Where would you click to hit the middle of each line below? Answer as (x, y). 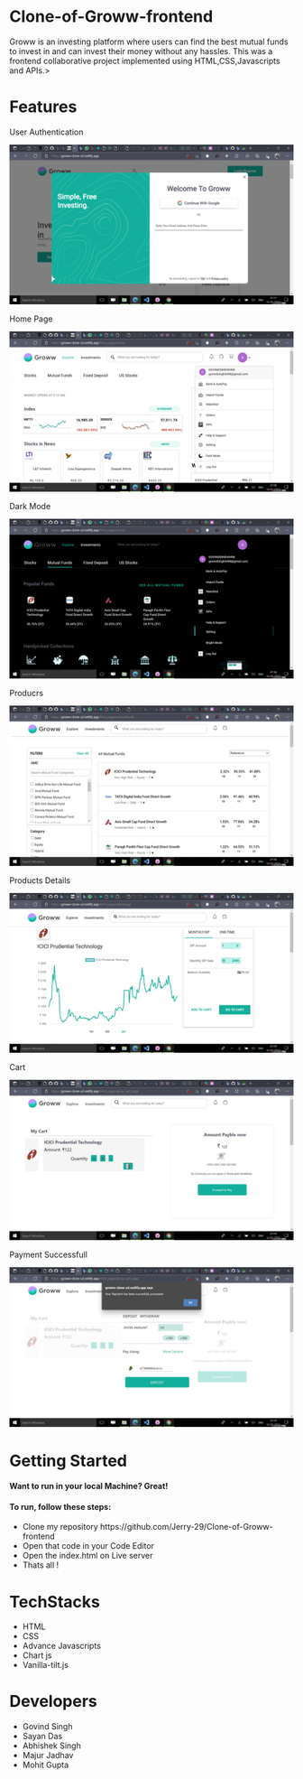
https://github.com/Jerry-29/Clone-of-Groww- (187, 1527)
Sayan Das (42, 1737)
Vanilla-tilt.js (46, 1665)
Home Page (31, 319)
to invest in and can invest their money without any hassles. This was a (141, 51)
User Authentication (46, 132)
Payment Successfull (49, 1254)
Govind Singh (47, 1727)
